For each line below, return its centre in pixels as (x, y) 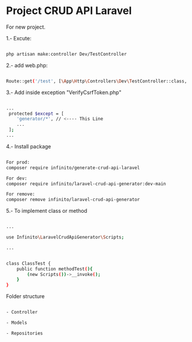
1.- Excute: (19, 38)
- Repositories (25, 333)
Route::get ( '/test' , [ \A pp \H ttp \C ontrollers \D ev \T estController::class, (97, 81)
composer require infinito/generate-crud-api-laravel (73, 168)
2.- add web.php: (27, 65)
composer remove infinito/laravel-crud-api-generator (73, 200)
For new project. (26, 27)
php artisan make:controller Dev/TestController (66, 54)
